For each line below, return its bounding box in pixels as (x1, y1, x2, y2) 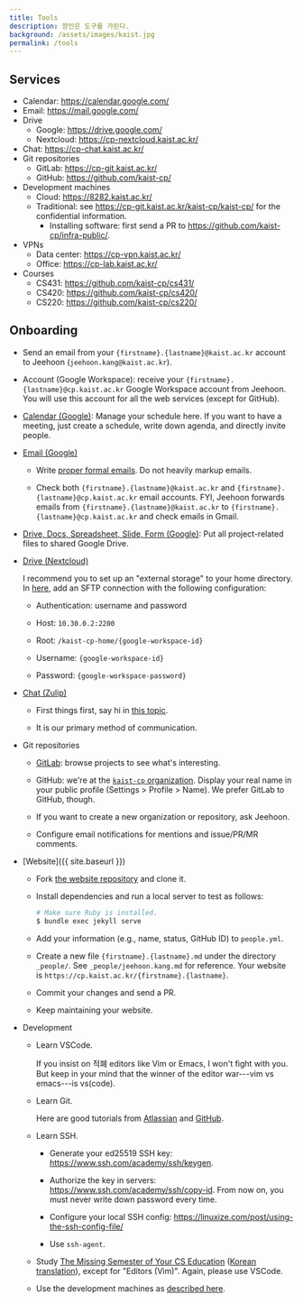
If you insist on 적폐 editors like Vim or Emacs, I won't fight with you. (35, 1058, 289, 1069)
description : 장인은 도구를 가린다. (9, 22, 131, 31)
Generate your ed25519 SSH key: (49, 1147, 173, 1159)
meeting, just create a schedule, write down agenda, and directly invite (22, 420, 286, 431)
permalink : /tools (9, 38, 78, 48)
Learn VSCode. (35, 1039, 93, 1051)
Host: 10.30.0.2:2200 (35, 617, 115, 628)
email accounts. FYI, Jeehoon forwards (139, 491, 286, 502)
